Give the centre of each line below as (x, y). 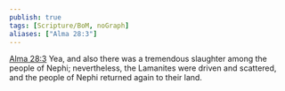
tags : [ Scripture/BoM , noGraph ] (69, 26)
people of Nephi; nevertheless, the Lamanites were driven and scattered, (143, 68)
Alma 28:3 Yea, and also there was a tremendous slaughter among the (138, 59)
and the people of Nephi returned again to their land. (106, 78)
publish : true (36, 17)
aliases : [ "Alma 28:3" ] (53, 34)
